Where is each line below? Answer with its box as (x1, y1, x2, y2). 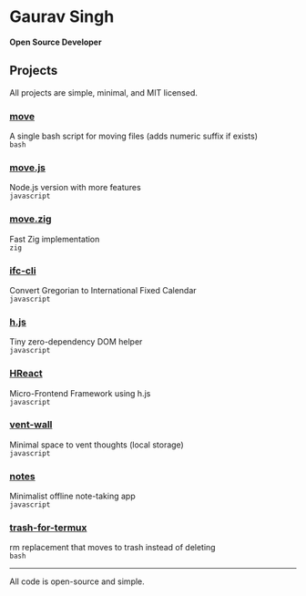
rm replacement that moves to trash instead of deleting (9, 542, 216, 553)
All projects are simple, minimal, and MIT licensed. (9, 87, 199, 98)
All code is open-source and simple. (9, 576, 146, 587)
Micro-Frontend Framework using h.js (9, 387, 151, 398)
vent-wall (9, 418, 53, 431)
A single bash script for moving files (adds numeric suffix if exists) (9, 130, 258, 142)
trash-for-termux (9, 521, 87, 534)
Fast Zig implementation (9, 233, 100, 244)
